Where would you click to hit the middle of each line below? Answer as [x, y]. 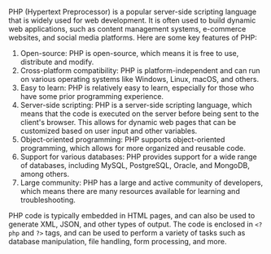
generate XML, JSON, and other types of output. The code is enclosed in [131, 224]
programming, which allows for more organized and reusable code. [133, 148]
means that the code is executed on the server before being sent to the [140, 114]
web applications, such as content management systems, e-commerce [127, 29]
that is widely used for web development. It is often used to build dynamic [132, 20]
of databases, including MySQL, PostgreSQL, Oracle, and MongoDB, [135, 165]
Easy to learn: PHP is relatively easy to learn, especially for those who [137, 88]
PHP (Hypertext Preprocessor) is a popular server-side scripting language [133, 12]
